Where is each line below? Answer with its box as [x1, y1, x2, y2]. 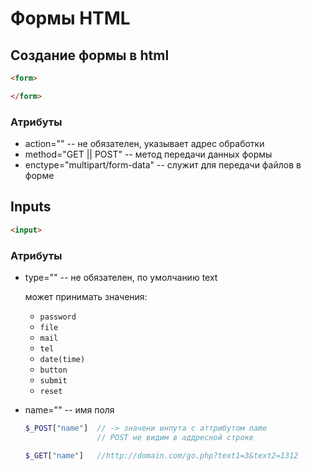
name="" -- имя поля [24, 404, 115, 416]
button [39, 365, 68, 376]
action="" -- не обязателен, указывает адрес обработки [24, 138, 265, 150]
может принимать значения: [24, 291, 148, 303]
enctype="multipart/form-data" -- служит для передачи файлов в [24, 159, 302, 171]
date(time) [39, 355, 86, 365]
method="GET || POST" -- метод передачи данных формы [24, 148, 273, 161]
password [39, 312, 77, 322]
